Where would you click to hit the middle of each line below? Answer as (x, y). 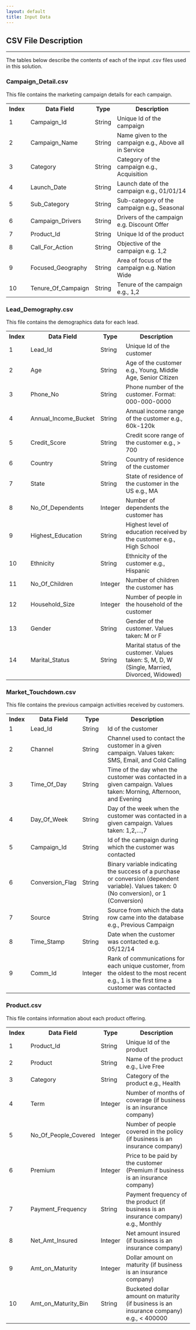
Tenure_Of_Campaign (60, 288)
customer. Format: (151, 394)
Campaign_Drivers (56, 221)
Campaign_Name (54, 142)
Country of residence (155, 459)
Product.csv (24, 1006)
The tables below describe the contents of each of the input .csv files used (96, 60)
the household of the (154, 604)
